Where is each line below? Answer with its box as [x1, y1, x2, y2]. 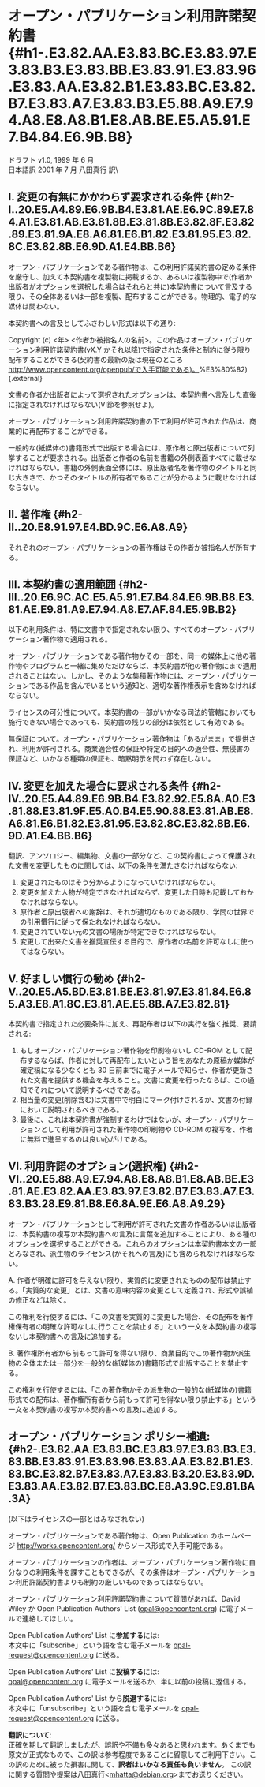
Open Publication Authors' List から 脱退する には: [8, 1693, 167, 1703]
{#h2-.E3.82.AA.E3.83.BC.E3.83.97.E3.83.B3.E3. [8, 1443, 256, 1456]
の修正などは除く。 [8, 1295, 71, 1304]
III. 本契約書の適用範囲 [8, 578, 117, 591]
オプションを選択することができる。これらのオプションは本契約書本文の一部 [8, 1239, 257, 1248]
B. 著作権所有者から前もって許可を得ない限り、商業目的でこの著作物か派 [8, 1348, 244, 1358]
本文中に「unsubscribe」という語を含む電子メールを [8, 1703, 180, 1713]
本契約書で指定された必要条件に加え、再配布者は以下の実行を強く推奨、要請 [8, 1019, 257, 1028]
